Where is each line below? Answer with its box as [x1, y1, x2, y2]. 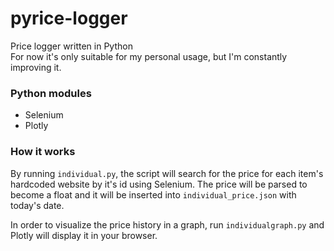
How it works [10, 145, 76, 159]
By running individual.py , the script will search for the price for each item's [10, 167, 324, 179]
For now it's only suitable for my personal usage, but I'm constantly [10, 50, 288, 62]
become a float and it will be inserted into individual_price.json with [10, 188, 297, 201]
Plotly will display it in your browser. [10, 229, 158, 241]
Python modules [10, 86, 92, 100]
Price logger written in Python [10, 40, 133, 52]
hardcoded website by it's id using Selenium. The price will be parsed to [10, 178, 308, 190]
